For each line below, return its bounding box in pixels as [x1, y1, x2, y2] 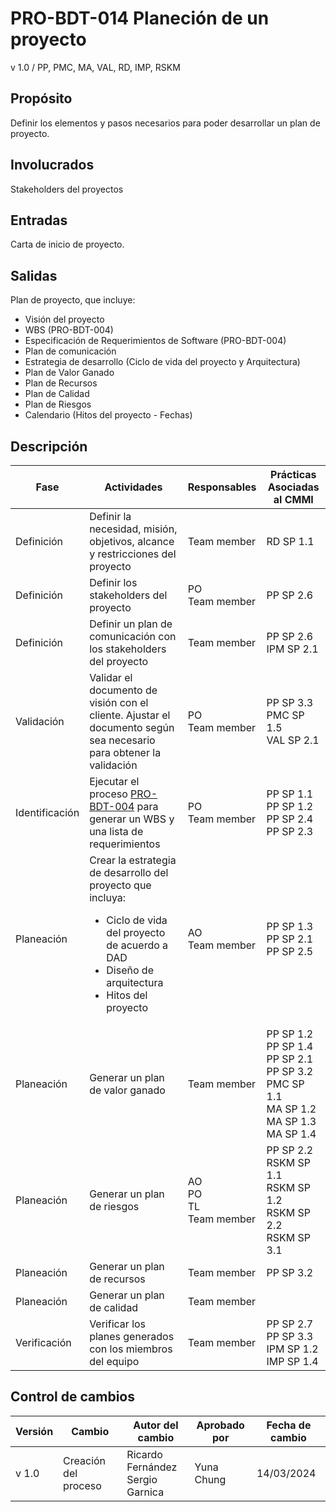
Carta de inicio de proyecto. [10, 238, 125, 251]
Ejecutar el [89, 775, 140, 788]
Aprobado [196, 1418, 245, 1432]
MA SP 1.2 [266, 1102, 317, 1116]
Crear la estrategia [89, 853, 177, 867]
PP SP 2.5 [266, 945, 314, 958]
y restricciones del [89, 547, 177, 561]
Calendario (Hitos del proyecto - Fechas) [24, 409, 193, 421]
